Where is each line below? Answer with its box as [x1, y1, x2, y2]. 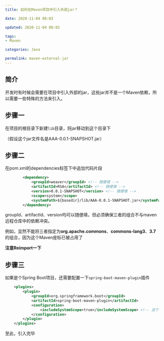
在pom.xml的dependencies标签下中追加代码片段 [5, 165, 102, 171]
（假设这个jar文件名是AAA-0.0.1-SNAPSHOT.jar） [5, 135, 104, 141]
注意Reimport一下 [5, 245, 41, 251]
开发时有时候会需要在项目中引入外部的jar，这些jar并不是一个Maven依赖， [5, 89, 153, 95]
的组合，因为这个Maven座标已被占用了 [5, 235, 83, 240]
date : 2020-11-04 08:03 [5, 16, 54, 21]
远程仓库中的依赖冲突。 [5, 218, 52, 224]
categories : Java [5, 47, 41, 52]
